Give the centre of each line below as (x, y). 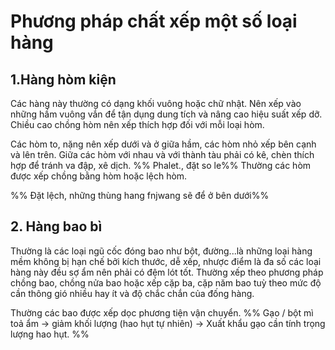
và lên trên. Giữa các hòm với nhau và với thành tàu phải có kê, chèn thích (162, 154)
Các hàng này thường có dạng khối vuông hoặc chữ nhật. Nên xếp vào (156, 103)
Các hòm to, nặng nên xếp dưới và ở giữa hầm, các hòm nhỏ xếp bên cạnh (163, 144)
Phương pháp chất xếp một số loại (154, 21)
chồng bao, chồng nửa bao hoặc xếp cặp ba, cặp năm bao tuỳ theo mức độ (166, 282)
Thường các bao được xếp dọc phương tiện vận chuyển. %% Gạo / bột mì (162, 312)
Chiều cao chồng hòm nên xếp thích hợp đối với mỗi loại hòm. (137, 124)
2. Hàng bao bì (56, 226)
